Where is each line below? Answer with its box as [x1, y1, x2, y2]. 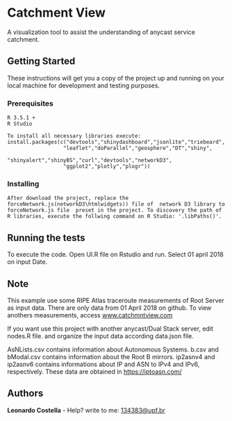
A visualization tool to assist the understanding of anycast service [7, 28, 196, 36]
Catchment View [7, 5, 106, 21]
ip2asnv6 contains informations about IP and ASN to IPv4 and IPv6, [7, 360, 200, 368]
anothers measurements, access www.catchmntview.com [7, 311, 173, 319]
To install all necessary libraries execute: [7, 133, 141, 140]
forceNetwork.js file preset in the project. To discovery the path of [7, 207, 222, 214]
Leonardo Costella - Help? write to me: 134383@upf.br [7, 406, 165, 414]
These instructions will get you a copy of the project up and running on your [7, 74, 224, 82]
